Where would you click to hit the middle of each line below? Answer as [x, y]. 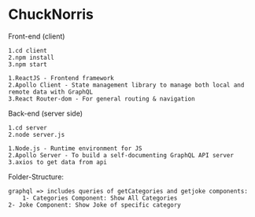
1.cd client [28, 50]
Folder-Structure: [36, 177]
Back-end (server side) [46, 113]
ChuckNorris [51, 15]
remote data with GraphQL [50, 92]
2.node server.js [37, 134]
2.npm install [31, 57]
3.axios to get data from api [58, 162]
